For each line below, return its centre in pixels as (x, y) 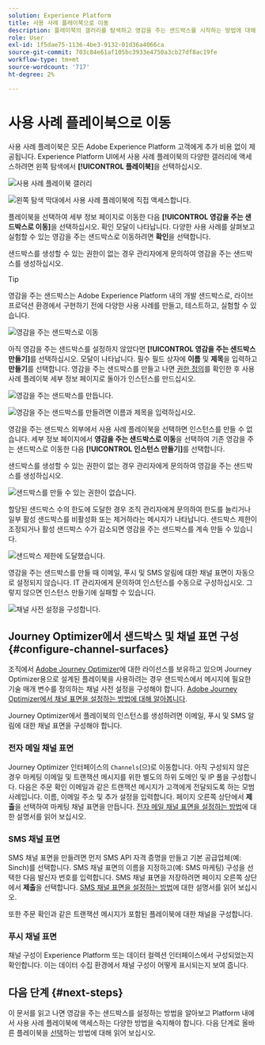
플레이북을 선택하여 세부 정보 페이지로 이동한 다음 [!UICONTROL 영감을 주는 (126, 217)
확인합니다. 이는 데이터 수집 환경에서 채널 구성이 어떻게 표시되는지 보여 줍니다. (129, 965)
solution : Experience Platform (60, 15)
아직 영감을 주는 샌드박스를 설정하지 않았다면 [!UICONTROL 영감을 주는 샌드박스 (132, 348)
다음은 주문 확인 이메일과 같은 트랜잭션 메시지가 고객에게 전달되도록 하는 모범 (137, 787)
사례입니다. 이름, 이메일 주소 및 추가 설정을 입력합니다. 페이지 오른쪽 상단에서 (126, 796)
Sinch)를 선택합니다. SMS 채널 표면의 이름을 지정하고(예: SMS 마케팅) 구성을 (127, 867)
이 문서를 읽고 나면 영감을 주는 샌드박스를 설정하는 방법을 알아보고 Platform (124, 1013)
